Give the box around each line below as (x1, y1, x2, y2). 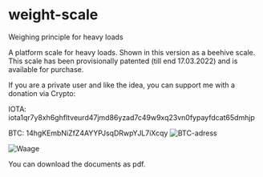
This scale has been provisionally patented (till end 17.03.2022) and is (8, 56, 238, 66)
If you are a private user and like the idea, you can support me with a (8, 80, 235, 90)
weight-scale (8, 6, 99, 24)
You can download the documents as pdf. (8, 159, 146, 169)
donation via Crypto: (8, 88, 76, 98)
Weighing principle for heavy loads (8, 32, 123, 42)
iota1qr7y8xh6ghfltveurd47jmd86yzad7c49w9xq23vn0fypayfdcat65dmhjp (8, 112, 255, 122)
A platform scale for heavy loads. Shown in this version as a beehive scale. (8, 47, 256, 57)
